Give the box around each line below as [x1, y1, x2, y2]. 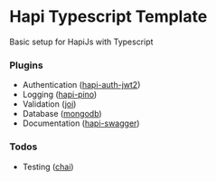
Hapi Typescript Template [9, 6, 208, 27]
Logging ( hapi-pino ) [22, 89, 98, 100]
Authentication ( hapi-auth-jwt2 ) [22, 80, 141, 90]
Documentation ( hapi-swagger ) [22, 118, 140, 129]
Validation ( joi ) [22, 99, 77, 110]
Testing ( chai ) [22, 161, 74, 172]
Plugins [9, 59, 43, 71]
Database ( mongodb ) [22, 109, 102, 119]
